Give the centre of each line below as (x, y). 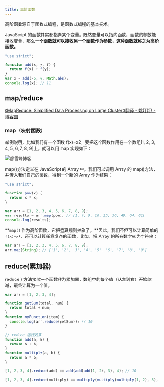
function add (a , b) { (27, 339)
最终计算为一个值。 (33, 285)
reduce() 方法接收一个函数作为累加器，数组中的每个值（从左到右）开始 (76, 279)
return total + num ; (30, 308)
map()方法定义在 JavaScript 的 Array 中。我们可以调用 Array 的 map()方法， (81, 169)
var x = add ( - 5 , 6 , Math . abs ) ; (37, 79)
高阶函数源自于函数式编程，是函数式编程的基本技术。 (59, 24)
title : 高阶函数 (20, 10)
